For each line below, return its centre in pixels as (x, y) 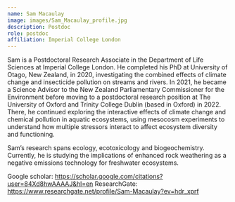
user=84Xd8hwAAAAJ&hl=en (50, 184)
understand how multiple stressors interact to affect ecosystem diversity (113, 127)
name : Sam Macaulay (36, 14)
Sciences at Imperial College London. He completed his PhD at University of (118, 67)
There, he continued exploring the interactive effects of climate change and (117, 112)
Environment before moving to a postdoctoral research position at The (109, 97)
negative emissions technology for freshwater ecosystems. (93, 163)
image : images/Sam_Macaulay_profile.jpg (68, 20)
